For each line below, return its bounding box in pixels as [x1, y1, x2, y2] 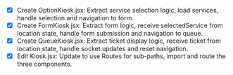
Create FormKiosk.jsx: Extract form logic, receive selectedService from [16, 21, 223, 30]
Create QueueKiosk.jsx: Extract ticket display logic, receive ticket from [16, 36, 221, 45]
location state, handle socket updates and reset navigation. [16, 45, 189, 53]
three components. [16, 60, 73, 69]
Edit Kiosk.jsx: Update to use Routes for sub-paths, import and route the [16, 52, 226, 60]
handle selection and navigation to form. [16, 14, 134, 22]
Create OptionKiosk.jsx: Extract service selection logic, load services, [16, 6, 219, 14]
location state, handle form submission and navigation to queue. [16, 29, 203, 38]
